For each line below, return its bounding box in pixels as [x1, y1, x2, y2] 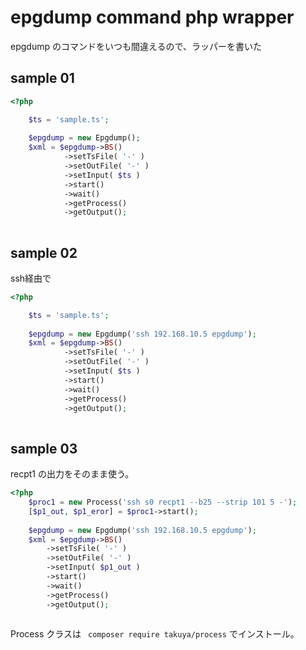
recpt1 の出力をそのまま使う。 [10, 468, 135, 480]
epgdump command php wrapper [10, 6, 295, 29]
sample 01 [10, 70, 75, 87]
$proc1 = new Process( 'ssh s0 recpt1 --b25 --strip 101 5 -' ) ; [28, 497, 298, 507]
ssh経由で [10, 272, 52, 284]
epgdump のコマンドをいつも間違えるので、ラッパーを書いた [10, 40, 262, 52]
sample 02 [10, 244, 78, 261]
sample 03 [10, 440, 78, 457]
